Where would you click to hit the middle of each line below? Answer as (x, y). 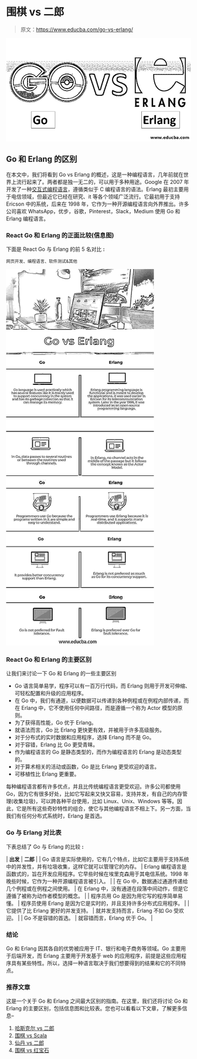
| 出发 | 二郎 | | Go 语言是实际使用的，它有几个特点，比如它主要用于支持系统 (98, 859)
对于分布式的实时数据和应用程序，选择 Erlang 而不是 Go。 (84, 738)
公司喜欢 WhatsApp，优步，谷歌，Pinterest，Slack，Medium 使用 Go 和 (93, 211)
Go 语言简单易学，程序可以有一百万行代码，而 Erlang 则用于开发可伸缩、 (102, 686)
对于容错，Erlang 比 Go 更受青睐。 (56, 745)
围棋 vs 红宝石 (32, 1050)
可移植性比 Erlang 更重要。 (47, 774)
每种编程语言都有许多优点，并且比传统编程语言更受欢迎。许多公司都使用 (93, 787)
